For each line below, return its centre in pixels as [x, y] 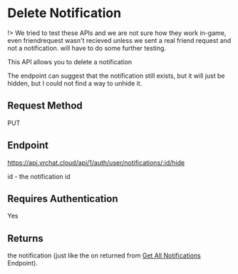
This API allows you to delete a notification [70, 61]
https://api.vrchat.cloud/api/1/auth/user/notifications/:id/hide [96, 163]
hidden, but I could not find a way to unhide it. [75, 83]
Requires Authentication [63, 199]
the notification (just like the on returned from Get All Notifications [104, 255]
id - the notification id [39, 176]
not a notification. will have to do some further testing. [87, 48]
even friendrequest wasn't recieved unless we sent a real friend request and [119, 40]
